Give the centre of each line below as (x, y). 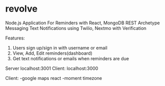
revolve (22, 9)
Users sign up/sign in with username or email (60, 48)
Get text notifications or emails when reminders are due (71, 58)
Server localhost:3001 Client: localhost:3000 (52, 68)
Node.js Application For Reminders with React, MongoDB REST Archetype (82, 23)
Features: (15, 38)
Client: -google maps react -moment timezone (54, 78)
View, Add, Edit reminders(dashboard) (53, 53)
